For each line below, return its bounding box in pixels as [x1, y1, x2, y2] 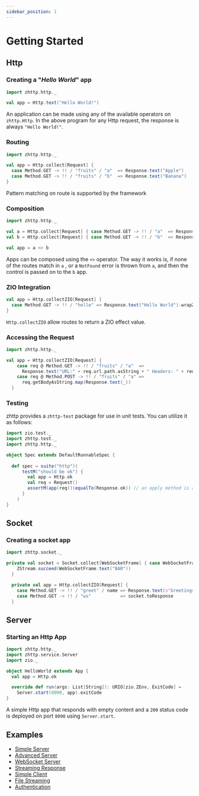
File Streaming [14, 776, 50, 784]
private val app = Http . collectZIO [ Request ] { [11, 582, 129, 588]
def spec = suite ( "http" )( [11, 463, 78, 469]
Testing [6, 399, 28, 407]
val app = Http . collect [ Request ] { [6, 162, 94, 168]
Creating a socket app [6, 536, 71, 544]
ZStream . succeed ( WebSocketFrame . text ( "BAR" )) [17, 566, 131, 572]
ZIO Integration [6, 283, 51, 291]
